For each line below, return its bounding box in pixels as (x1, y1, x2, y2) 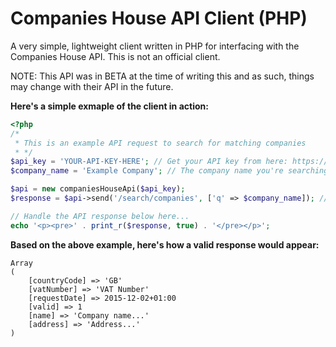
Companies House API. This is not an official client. (10, 50, 221, 62)
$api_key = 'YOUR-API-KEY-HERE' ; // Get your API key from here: (10, 157, 288, 167)
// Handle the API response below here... (10, 211, 190, 221)
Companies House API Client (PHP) (10, 7, 308, 30)
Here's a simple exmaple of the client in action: (10, 100, 209, 112)
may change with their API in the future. (10, 80, 174, 92)
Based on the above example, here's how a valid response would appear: (10, 238, 320, 251)
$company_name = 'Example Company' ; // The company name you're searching (10, 166, 329, 176)
